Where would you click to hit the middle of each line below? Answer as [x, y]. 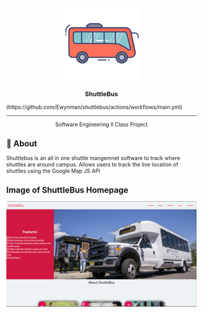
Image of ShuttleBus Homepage [67, 190]
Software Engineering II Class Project [101, 124]
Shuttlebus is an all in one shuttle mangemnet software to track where [93, 158]
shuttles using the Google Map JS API [53, 171]
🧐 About [22, 144]
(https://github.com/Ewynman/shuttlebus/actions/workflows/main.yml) [95, 107]
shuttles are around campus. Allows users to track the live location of [92, 164]
